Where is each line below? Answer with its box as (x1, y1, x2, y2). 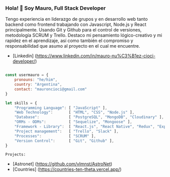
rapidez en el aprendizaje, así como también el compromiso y (5, 38, 134, 44)
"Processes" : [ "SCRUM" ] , (14, 133, 96, 138)
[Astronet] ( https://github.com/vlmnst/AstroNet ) (12, 161, 113, 167)
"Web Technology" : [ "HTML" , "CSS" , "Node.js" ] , (14, 110, 135, 115)
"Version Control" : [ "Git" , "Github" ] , (14, 138, 114, 144)
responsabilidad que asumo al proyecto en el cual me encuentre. (5, 43, 140, 49)
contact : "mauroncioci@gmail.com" (14, 86, 87, 92)
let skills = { (5, 100, 37, 105)
